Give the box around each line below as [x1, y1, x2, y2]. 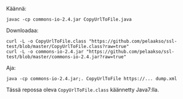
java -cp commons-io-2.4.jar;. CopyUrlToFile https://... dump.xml [6, 76, 178, 82]
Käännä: [6, 5, 27, 12]
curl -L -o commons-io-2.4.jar [6, 49, 84, 55]
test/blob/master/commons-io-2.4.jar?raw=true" [6, 54, 127, 60]
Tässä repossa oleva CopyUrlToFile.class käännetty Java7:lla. [6, 86, 159, 93]
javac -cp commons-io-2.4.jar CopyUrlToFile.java [6, 17, 132, 23]
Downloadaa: [6, 27, 39, 34]
